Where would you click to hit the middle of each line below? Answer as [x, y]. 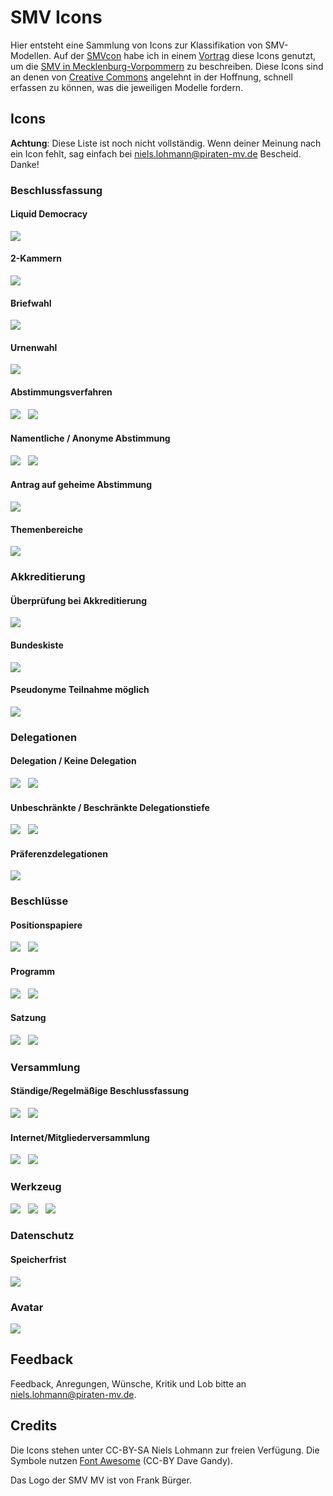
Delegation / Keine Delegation [73, 761]
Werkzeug [36, 1187]
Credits [34, 1426]
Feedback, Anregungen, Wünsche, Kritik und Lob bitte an [128, 1383]
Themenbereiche [47, 529]
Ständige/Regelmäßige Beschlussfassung [100, 1091]
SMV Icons [56, 17]
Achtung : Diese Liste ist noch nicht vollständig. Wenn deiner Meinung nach [166, 143]
